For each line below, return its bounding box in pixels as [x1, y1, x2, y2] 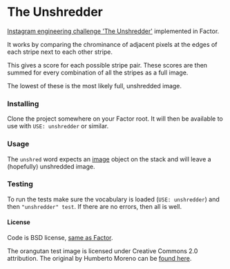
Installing [7, 99, 39, 108]
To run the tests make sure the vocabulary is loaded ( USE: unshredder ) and [7, 195, 220, 203]
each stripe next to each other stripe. [7, 48, 113, 56]
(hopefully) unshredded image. [7, 162, 95, 170]
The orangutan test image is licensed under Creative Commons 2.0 [7, 247, 198, 255]
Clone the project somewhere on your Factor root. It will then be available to [7, 114, 223, 123]
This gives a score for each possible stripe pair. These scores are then [7, 61, 208, 69]
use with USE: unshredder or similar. [7, 122, 109, 130]
